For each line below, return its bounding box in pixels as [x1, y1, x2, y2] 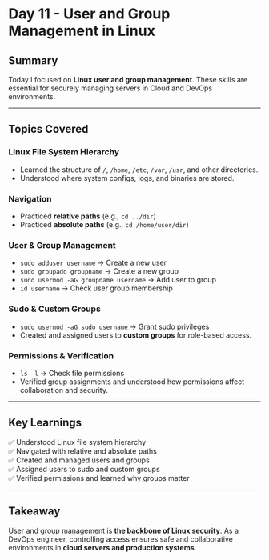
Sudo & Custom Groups [8, 303, 102, 314]
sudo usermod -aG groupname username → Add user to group [19, 275, 217, 285]
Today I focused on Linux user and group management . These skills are [8, 75, 248, 84]
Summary [8, 54, 58, 67]
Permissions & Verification [8, 350, 114, 361]
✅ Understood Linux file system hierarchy [8, 437, 147, 446]
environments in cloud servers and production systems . [8, 542, 197, 552]
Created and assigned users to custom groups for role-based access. [19, 330, 252, 340]
